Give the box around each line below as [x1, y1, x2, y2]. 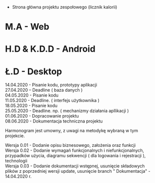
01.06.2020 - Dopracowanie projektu [5, 113, 79, 119]
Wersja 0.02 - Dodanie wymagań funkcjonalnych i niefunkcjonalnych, [5, 147, 144, 153]
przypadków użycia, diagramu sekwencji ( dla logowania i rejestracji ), [5, 153, 146, 159]
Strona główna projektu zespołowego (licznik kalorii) [12, 4, 117, 10]
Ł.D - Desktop [5, 66, 62, 77]
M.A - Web [5, 21, 50, 32]
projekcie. [5, 133, 25, 139]
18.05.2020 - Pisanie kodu [5, 102, 58, 109]
